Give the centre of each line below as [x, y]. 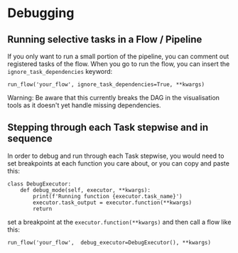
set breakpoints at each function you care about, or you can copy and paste [118, 163]
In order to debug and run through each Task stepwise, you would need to [116, 156]
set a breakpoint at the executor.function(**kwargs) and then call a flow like [119, 222]
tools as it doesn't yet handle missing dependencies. [84, 105]
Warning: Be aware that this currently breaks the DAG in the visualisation [114, 98]
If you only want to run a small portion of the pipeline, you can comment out [118, 56]
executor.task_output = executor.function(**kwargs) [113, 203]
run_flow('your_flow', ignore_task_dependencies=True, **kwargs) [106, 85]
